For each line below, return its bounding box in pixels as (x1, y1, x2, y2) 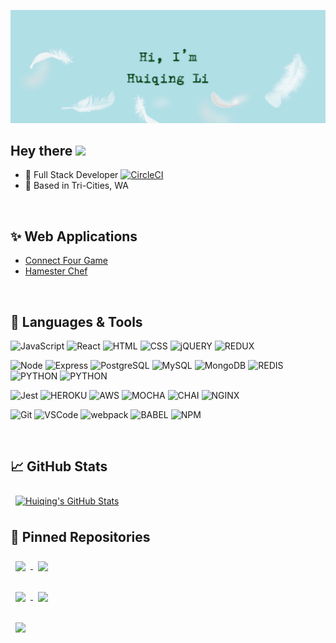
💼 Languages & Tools (10, 313, 143, 330)
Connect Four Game (24, 255, 108, 267)
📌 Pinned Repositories (10, 529, 151, 546)
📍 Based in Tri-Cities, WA (24, 180, 129, 192)
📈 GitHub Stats (10, 458, 108, 475)
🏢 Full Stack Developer (24, 169, 119, 181)
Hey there (10, 143, 73, 160)
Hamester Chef (24, 265, 88, 277)
